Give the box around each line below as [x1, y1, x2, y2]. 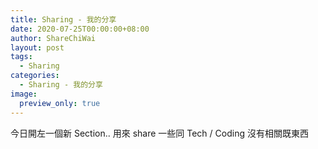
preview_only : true [19, 98, 101, 108]
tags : [10, 52, 33, 62]
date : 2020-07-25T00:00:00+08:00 [10, 24, 150, 34]
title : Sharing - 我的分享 [10, 14, 117, 25]
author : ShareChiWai [10, 33, 97, 43]
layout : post [10, 42, 65, 53]
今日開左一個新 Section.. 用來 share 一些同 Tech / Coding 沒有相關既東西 [10, 127, 309, 139]
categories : [10, 71, 60, 81]
